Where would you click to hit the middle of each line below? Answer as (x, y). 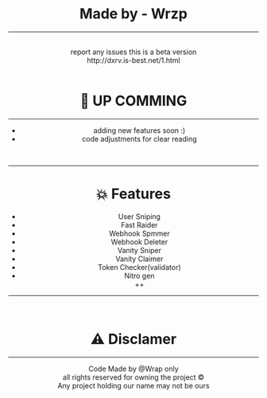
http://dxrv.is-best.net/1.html (133, 60)
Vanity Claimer (139, 259)
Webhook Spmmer (139, 233)
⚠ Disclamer (133, 339)
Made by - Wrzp (133, 14)
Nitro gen (139, 275)
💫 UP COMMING (133, 101)
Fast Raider (139, 224)
